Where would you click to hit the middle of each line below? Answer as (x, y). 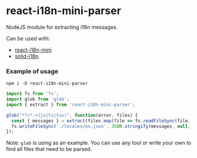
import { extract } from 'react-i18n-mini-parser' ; (71, 105)
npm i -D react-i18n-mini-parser (47, 83)
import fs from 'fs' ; (33, 94)
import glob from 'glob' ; (38, 99)
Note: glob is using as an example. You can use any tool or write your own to (99, 143)
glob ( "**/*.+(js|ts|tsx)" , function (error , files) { (72, 115)
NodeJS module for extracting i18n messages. (62, 27)
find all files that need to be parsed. (49, 149)
